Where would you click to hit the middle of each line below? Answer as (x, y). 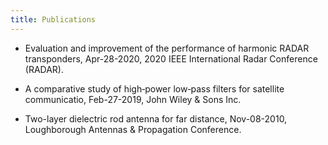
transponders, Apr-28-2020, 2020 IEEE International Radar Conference (171, 58)
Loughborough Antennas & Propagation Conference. (133, 129)
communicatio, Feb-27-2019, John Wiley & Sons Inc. (133, 99)
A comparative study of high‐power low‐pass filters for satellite (154, 88)
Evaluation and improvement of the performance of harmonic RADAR (167, 48)
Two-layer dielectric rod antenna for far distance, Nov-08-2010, (156, 118)
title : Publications (53, 19)
